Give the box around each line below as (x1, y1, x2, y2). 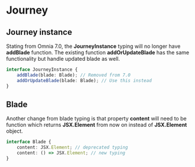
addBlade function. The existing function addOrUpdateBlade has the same (6, 49, 190, 56)
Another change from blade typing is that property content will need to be (6, 115, 187, 122)
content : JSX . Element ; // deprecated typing (17, 145, 128, 150)
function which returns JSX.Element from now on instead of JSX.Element (6, 122, 187, 129)
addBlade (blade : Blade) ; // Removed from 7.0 (17, 72, 131, 78)
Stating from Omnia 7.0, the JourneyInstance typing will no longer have (6, 42, 181, 50)
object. (6, 127, 24, 135)
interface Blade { (6, 139, 51, 145)
